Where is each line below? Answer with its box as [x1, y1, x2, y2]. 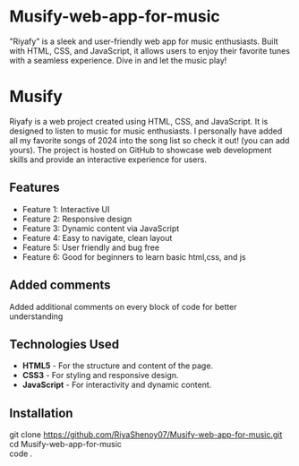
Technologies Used [9, 336, 119, 351]
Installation [9, 405, 73, 420]
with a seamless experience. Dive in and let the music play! [9, 55, 227, 65]
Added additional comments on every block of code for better [9, 301, 237, 312]
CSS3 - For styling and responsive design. [21, 370, 179, 381]
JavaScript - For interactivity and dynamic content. [21, 379, 212, 391]
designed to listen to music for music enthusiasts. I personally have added [9, 125, 283, 136]
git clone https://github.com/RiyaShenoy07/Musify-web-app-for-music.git [9, 429, 283, 440]
